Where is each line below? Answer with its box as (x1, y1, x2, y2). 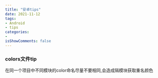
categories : (5, 30, 29, 34)
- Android (5, 20, 25, 26)
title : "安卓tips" (5, 7, 41, 12)
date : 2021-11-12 (5, 12, 40, 16)
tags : (5, 16, 16, 21)
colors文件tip (5, 55, 37, 62)
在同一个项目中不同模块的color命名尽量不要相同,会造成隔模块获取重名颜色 (5, 67, 154, 73)
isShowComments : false (5, 39, 51, 44)
